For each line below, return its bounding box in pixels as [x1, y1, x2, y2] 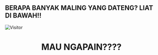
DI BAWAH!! [5, 12, 42, 20]
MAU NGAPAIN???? [41, 41, 122, 53]
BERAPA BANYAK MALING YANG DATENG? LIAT [5, 4, 154, 12]
